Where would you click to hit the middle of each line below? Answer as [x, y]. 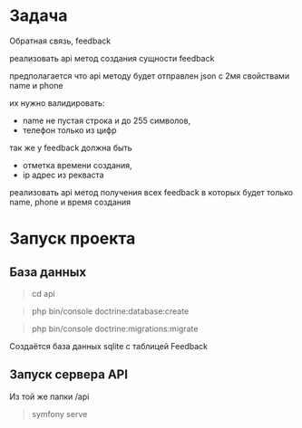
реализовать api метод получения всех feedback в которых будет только [151, 192]
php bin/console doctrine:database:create [110, 311]
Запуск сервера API [69, 375]
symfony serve [59, 414]
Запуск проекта [73, 238]
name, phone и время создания [70, 202]
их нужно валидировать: [57, 103]
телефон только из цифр [69, 130]
